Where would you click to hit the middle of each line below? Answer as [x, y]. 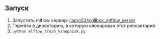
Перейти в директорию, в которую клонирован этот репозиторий [84, 25]
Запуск [17, 8]
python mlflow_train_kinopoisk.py [49, 31]
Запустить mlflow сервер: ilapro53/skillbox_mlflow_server [74, 20]
